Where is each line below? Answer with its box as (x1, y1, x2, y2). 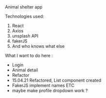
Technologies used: (5, 14, 45, 19)
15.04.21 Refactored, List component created (12, 77, 102, 83)
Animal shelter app (5, 4, 43, 10)
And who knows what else (12, 43, 65, 49)
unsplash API (12, 33, 39, 39)
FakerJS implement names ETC (12, 83, 75, 88)
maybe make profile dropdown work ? (12, 88, 88, 93)
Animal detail (12, 67, 38, 73)
